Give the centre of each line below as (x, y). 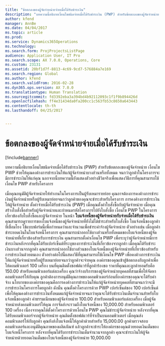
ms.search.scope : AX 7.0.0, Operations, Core (52, 60)
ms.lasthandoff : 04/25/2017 (34, 111)
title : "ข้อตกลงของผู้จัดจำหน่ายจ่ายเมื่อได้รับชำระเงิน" (45, 10)
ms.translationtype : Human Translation (46, 92)
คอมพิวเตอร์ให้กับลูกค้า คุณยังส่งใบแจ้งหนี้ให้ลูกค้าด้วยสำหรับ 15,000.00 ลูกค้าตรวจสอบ (77, 321)
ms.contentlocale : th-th (31, 106)
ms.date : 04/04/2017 (26, 28)
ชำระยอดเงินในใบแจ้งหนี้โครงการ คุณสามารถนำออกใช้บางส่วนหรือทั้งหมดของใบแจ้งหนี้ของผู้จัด (81, 232)
